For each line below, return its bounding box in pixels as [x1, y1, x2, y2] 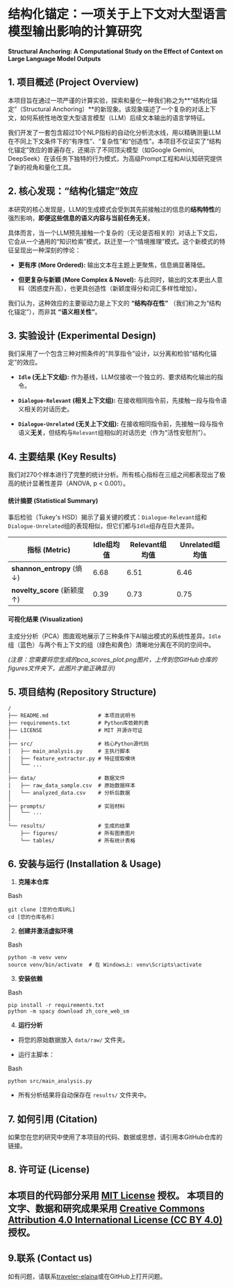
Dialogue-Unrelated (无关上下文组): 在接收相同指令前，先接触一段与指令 [17, 420, 224, 428]
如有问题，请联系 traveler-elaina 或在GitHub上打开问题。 [8, 1272, 167, 1280]
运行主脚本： [17, 1050, 55, 1059]
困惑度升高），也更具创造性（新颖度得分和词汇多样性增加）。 [30, 284, 201, 292]
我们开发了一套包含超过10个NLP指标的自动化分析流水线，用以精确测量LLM [8, 128, 222, 136]
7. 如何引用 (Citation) [8, 1113, 98, 1125]
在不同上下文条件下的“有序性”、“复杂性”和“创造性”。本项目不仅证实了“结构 [8, 137, 222, 145]
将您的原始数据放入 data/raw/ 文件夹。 [17, 1036, 129, 1044]
